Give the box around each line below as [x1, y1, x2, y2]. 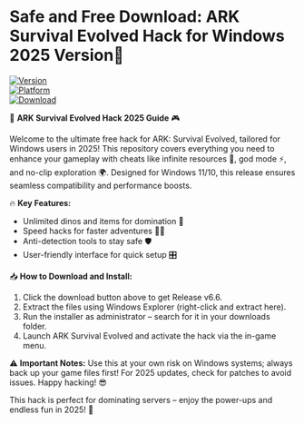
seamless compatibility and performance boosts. [9, 180, 192, 191]
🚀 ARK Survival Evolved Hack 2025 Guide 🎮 [9, 112, 181, 123]
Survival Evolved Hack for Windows [9, 25, 285, 46]
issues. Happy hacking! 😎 [9, 377, 107, 388]
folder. [22, 320, 47, 331]
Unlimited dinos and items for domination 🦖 [22, 215, 184, 226]
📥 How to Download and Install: [9, 271, 133, 281]
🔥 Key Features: [9, 197, 72, 208]
